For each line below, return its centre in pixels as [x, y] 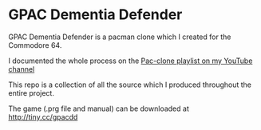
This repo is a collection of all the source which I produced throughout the [130, 85]
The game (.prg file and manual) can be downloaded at [99, 108]
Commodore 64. [35, 45]
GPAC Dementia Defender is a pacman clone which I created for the [120, 37]
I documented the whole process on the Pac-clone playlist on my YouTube [130, 61]
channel [22, 69]
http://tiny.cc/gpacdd [43, 116]
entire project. [31, 93]
